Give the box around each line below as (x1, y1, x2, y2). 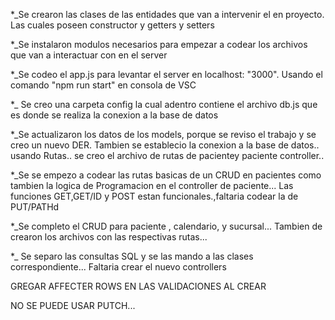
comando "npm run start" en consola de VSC (10, 79, 197, 91)
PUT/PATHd (10, 201, 60, 213)
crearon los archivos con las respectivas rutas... (10, 231, 208, 243)
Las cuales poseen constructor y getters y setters (10, 19, 215, 31)
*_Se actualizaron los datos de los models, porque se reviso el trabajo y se (10, 129, 317, 140)
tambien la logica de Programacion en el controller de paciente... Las (10, 180, 294, 191)
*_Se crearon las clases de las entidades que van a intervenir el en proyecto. (10, 9, 325, 20)
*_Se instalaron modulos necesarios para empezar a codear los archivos (10, 39, 308, 50)
